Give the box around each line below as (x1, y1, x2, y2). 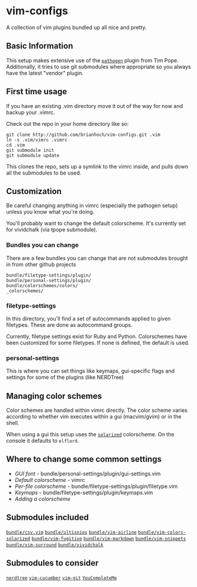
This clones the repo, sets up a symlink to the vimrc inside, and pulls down (6, 163, 189, 170)
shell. (6, 420, 20, 427)
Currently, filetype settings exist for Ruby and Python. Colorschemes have (6, 332, 188, 339)
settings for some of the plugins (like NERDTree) (6, 374, 124, 381)
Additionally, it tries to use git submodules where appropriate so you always (6, 63, 192, 70)
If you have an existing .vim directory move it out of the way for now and (6, 102, 183, 109)
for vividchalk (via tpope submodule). (6, 226, 98, 233)
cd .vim (6, 142, 26, 148)
